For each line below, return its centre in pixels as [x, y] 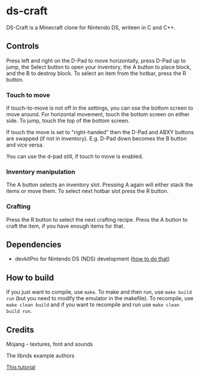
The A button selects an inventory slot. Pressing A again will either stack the [100, 185]
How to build [30, 277]
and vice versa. [25, 145]
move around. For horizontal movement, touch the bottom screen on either [98, 114]
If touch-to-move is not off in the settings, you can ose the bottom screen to [100, 108]
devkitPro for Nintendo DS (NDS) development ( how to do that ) [92, 259]
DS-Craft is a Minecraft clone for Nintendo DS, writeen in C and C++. [91, 27]
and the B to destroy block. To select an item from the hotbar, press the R [96, 73]
